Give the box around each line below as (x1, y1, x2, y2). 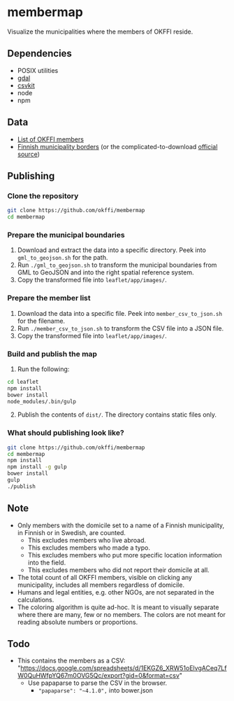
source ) (17, 150, 41, 158)
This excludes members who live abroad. (27, 536, 147, 544)
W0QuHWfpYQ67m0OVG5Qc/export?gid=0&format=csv (17, 672, 180, 680)
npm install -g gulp (7, 464, 68, 471)
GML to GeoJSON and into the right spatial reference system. (17, 268, 194, 277)
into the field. (27, 558, 66, 567)
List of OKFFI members (17, 134, 84, 144)
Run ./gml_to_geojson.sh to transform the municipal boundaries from (17, 261, 217, 270)
